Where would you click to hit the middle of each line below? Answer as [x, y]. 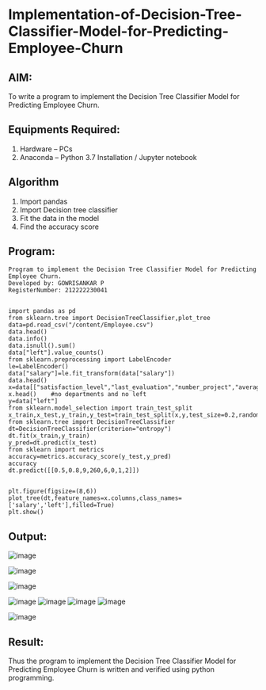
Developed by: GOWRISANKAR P [56, 284]
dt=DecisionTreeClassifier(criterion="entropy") [90, 429]
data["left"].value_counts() [56, 353]
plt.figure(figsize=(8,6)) [53, 492]
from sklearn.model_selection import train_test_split [101, 408]
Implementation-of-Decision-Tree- [125, 15]
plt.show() [26, 513]
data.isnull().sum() [42, 346]
